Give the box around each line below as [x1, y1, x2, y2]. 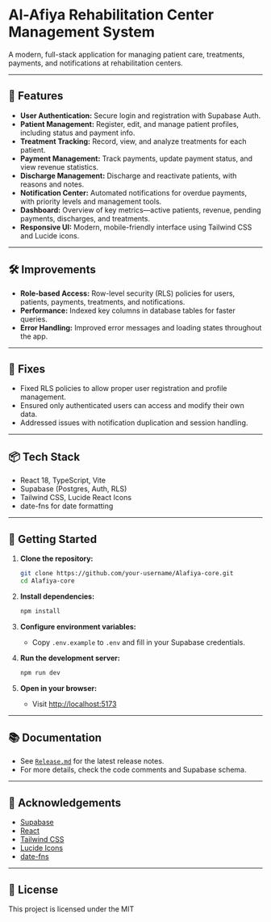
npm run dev [19, 668, 60, 676]
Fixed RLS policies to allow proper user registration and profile [19, 384, 227, 394]
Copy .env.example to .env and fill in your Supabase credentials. [31, 637, 246, 647]
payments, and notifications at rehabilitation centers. [8, 58, 183, 68]
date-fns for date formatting [19, 501, 114, 511]
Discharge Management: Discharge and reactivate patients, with [19, 171, 237, 180]
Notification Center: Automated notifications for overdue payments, [19, 187, 248, 197]
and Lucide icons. [19, 230, 80, 240]
